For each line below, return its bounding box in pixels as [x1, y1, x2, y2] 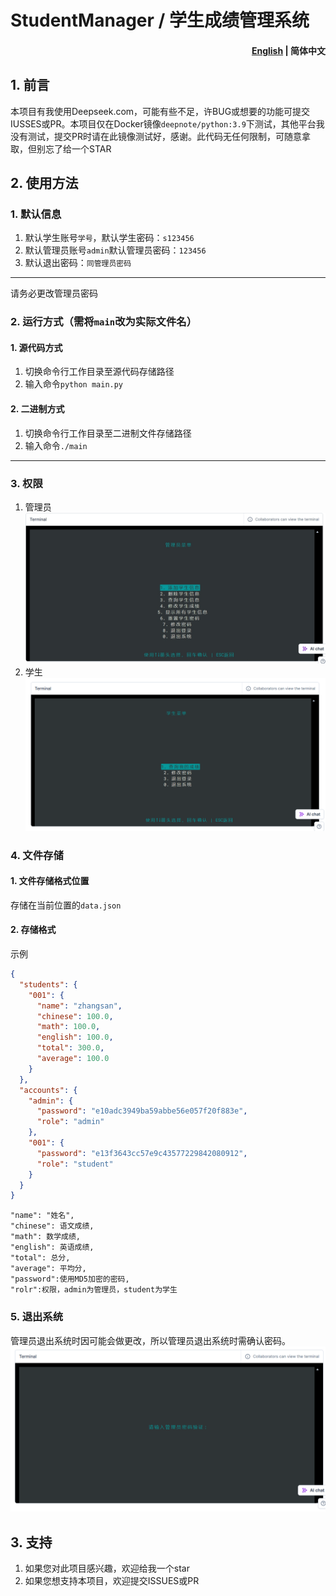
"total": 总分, [10, 1253, 71, 1263]
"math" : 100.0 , [36, 1022, 101, 1032]
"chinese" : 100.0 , [36, 1011, 114, 1021]
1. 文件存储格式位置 [10, 875, 90, 887]
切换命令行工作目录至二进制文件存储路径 [24, 427, 192, 439]
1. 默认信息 [10, 207, 62, 221]
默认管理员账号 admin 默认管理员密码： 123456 [24, 244, 207, 256]
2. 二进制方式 [10, 403, 65, 415]
